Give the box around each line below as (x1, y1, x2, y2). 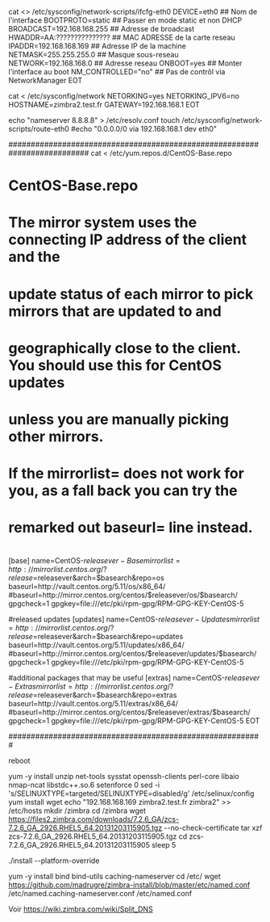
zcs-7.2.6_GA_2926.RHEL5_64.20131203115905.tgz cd (8, 831, 188, 841)
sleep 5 (152, 840, 177, 849)
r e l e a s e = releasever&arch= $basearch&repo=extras (8, 690, 177, 700)
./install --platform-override (8, 856, 100, 865)
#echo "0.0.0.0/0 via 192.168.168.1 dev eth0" (71, 124, 218, 133)
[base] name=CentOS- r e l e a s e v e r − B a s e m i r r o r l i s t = (8, 555, 181, 565)
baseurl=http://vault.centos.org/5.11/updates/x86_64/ (8, 640, 185, 650)
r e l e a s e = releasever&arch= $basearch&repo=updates (8, 631, 184, 641)
